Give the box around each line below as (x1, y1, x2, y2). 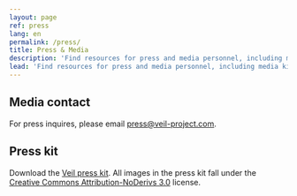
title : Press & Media (9, 46, 89, 55)
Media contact (9, 94, 91, 110)
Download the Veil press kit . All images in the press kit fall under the (9, 167, 256, 177)
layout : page (9, 12, 57, 22)
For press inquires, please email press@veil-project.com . (9, 118, 217, 129)
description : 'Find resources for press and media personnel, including (9, 54, 283, 63)
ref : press (9, 21, 49, 30)
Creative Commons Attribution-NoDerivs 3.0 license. (9, 177, 202, 187)
